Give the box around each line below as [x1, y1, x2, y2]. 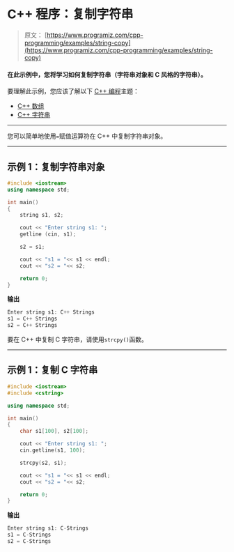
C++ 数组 [17, 102, 45, 110]
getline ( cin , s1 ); [19, 231, 77, 238]
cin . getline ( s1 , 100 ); [19, 447, 86, 454]
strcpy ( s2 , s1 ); [19, 459, 68, 466]
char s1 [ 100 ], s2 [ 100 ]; [19, 428, 89, 435]
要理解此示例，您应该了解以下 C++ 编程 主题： [7, 87, 139, 95]
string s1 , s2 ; [19, 212, 64, 219]
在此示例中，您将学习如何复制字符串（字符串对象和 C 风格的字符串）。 [7, 70, 207, 79]
